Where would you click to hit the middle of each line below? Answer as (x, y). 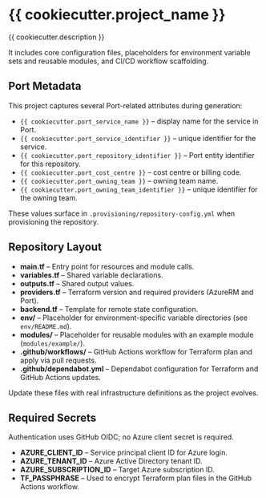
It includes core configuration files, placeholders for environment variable (129, 52)
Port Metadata (45, 86)
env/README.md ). (46, 326)
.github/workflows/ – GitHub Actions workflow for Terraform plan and (136, 351)
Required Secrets (52, 417)
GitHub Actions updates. (60, 377)
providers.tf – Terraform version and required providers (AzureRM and (137, 292)
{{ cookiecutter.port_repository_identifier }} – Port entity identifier (137, 155)
